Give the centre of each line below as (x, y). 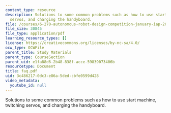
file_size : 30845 (24, 29)
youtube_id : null (28, 85)
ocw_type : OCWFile (25, 48)
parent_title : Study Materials (38, 52)
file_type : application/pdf (35, 33)
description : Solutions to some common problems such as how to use (79, 15)
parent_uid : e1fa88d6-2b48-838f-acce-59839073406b (60, 62)
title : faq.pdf (21, 71)
